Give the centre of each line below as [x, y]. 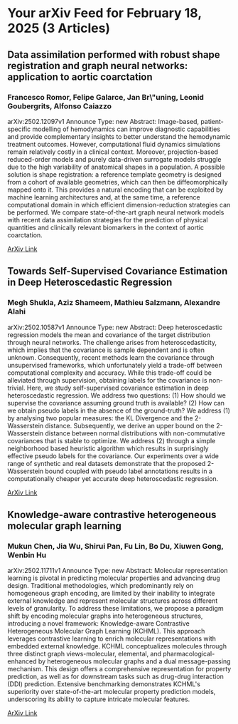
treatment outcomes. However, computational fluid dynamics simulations [114, 144]
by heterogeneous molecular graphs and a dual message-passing [134, 661]
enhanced [22, 661]
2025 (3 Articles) [59, 28]
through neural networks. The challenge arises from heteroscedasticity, [112, 342]
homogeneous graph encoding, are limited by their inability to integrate [111, 594]
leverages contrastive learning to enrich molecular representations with [112, 638]
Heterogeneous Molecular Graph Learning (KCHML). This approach [106, 631]
